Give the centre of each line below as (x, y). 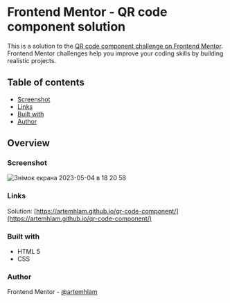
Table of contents (46, 83)
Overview (29, 143)
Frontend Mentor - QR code (87, 12)
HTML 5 (29, 252)
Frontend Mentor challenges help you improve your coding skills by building (115, 53)
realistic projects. (32, 60)
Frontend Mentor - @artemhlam (52, 292)
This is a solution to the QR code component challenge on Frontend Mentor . (115, 46)
